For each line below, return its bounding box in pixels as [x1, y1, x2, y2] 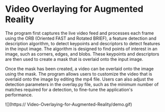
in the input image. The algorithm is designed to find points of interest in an [5, 46, 158, 52]
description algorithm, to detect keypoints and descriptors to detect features [5, 40, 160, 46]
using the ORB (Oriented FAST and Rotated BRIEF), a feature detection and [5, 35, 157, 41]
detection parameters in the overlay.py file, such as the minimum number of [5, 81, 159, 87]
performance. [5, 92, 33, 98]
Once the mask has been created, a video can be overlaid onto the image [5, 65, 154, 72]
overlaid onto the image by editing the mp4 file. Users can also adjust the [5, 76, 154, 82]
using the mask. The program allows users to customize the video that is [5, 71, 153, 77]
